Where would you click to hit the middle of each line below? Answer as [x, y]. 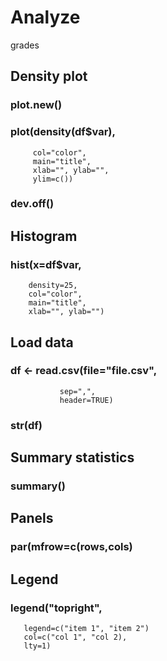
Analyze [45, 17]
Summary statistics [72, 457]
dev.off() [32, 204]
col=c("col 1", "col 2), [75, 637]
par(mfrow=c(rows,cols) [71, 547]
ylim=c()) [53, 179]
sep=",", [78, 391]
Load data [42, 342]
